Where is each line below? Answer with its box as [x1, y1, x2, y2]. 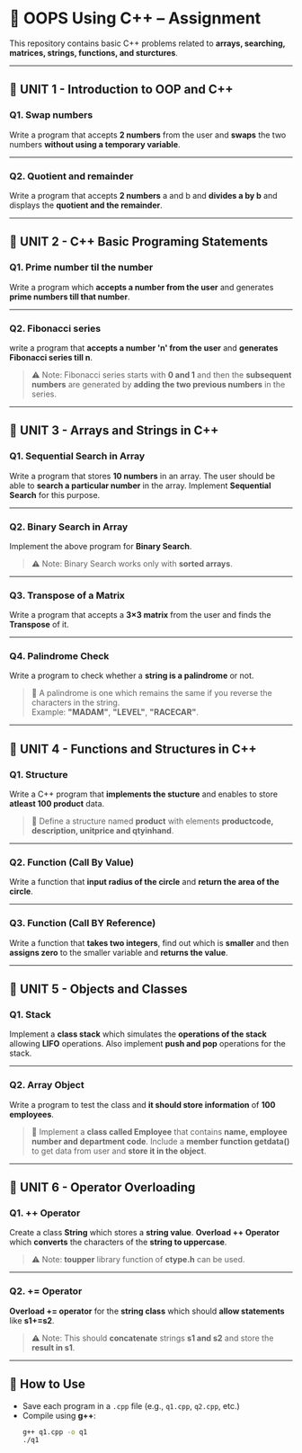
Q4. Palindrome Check [9, 650, 110, 663]
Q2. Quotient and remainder [9, 170, 134, 183]
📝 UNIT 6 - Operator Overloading [9, 1180, 196, 1195]
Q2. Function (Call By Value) [9, 856, 135, 869]
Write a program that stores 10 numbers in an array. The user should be [9, 470, 276, 481]
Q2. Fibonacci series [9, 322, 102, 334]
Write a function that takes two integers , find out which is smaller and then [9, 937, 289, 948]
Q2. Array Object [9, 1079, 84, 1092]
